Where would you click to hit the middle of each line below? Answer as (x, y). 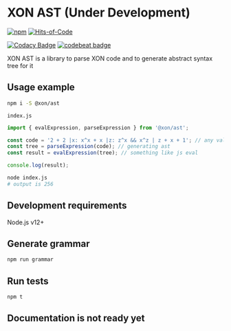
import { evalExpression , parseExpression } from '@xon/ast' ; (98, 128)
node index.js (27, 178)
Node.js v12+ (26, 222)
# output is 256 (30, 184)
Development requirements (67, 205)
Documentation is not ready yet (76, 318)
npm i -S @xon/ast (33, 103)
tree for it (20, 65)
